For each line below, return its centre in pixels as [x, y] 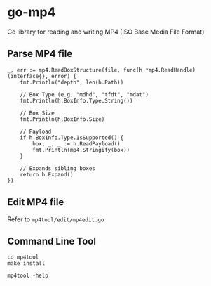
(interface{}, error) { [42, 76]
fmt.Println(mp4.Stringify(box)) [81, 150]
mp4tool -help [28, 276]
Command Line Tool [52, 241]
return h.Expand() [47, 174]
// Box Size [37, 113]
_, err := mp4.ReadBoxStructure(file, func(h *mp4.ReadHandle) [102, 70]
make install [26, 264]
